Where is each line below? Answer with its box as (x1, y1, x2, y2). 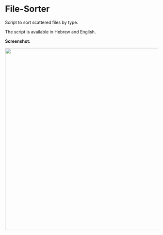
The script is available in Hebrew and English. (5, 29, 96, 34)
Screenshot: (5, 38, 31, 44)
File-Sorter (5, 3, 50, 15)
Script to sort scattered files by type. (5, 19, 79, 25)
